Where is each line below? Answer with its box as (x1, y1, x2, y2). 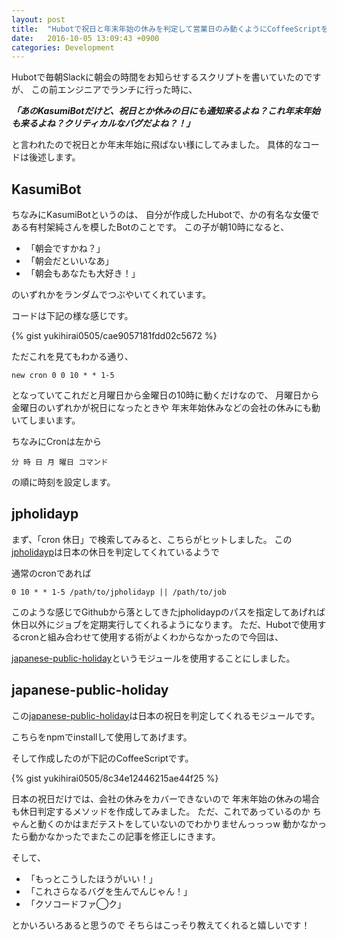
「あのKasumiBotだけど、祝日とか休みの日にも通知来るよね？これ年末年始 (11, 105, 321, 117)
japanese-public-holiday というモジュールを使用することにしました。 (11, 652, 296, 664)
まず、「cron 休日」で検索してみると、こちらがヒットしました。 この (11, 533, 293, 545)
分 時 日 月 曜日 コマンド (11, 457, 109, 468)
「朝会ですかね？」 (25, 242, 106, 255)
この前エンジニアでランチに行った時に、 (30, 84, 198, 96)
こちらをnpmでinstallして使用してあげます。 (11, 731, 193, 743)
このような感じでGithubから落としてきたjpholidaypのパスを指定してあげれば (11, 606, 326, 618)
